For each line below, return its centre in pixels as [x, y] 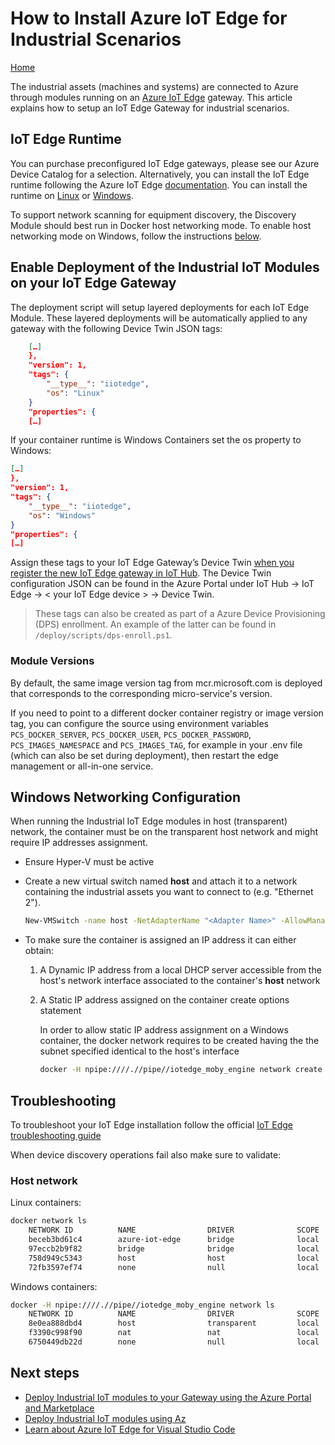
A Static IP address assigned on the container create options [164, 1000]
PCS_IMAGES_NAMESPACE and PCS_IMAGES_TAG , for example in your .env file [156, 744]
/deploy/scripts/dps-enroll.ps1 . [103, 635]
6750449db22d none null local [174, 1342]
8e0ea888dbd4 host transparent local [174, 1323]
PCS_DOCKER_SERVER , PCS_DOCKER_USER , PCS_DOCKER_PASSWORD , [131, 734]
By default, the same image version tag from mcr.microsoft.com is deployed [166, 683]
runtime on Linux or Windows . [72, 195]
